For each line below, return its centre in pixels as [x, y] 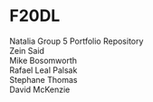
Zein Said [27, 50]
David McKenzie [40, 89]
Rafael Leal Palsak [43, 70]
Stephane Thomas [43, 79]
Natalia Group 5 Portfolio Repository [76, 41]
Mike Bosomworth [43, 60]
